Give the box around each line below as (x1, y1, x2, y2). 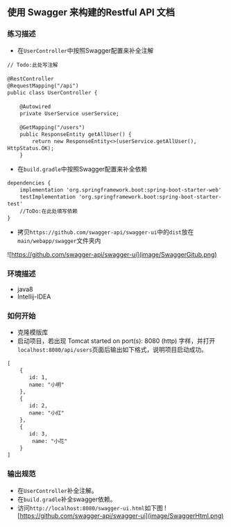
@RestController (7, 75, 54, 82)
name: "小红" (28, 410, 65, 417)
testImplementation (19, 193, 76, 200)
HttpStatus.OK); (7, 144, 54, 151)
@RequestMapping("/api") (7, 82, 79, 89)
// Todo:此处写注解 (7, 61, 58, 68)
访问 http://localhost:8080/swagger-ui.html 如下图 (17, 503, 163, 512)
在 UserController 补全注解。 (17, 486, 99, 494)
